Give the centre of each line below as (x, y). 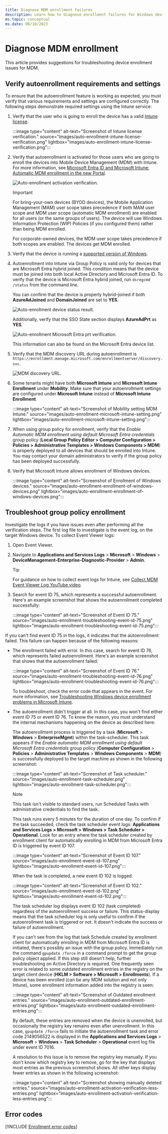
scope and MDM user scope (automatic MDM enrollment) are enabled (84, 213)
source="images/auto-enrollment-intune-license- (91, 137)
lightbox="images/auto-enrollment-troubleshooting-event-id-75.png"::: (85, 625)
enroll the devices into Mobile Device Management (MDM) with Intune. (85, 162)
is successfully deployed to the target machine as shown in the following (87, 758)
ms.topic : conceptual (28, 19)
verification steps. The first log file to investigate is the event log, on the (79, 530)
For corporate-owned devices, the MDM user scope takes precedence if (87, 239)
